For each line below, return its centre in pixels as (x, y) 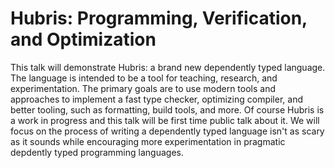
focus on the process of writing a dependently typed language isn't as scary (167, 131)
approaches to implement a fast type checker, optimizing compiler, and (156, 99)
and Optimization (83, 39)
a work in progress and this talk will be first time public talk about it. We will (165, 120)
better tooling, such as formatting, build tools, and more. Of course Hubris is (167, 109)
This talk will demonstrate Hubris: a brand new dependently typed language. (168, 67)
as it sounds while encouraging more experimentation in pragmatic (148, 141)
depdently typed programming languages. (97, 152)
